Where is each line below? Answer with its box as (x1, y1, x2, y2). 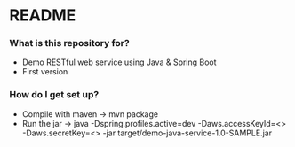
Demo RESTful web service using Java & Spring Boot (21, 57, 217, 67)
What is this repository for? (9, 37, 131, 50)
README (9, 5, 76, 26)
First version (21, 66, 68, 77)
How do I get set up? (9, 89, 100, 101)
